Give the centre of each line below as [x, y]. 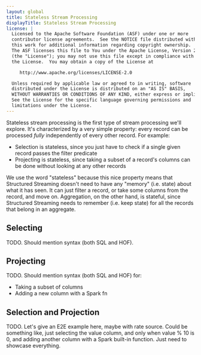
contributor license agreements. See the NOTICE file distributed [98, 39]
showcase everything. [33, 346]
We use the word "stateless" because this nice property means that [89, 177]
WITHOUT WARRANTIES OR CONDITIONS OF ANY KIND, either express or [96, 94]
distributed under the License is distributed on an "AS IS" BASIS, [99, 89]
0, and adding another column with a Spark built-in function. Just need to [97, 339]
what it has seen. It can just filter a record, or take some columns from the [97, 190]
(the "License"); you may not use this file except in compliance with [103, 56]
